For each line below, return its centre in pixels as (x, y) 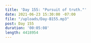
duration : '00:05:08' (27, 28)
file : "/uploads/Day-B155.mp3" (37, 19)
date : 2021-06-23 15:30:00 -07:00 (41, 14)
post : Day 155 (20, 23)
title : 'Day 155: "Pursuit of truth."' (46, 10)
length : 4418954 (22, 33)
